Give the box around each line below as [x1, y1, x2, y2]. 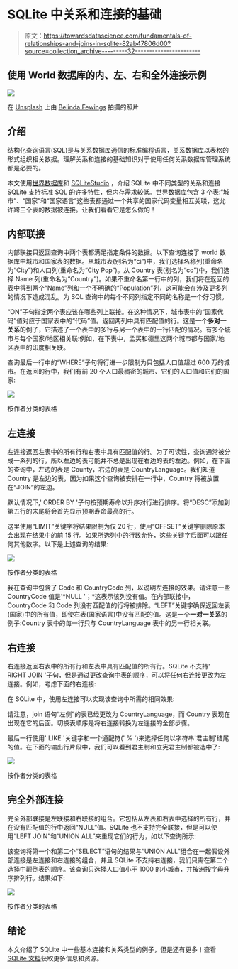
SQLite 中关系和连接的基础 [7, 6, 162, 23]
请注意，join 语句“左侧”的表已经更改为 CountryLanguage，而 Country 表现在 [7, 710, 231, 718]
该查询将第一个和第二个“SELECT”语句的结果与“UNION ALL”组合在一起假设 [7, 847, 225, 855]
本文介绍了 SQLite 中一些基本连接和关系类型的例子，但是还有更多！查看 [7, 945, 217, 953]
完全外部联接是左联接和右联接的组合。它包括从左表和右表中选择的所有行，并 [7, 814, 231, 823]
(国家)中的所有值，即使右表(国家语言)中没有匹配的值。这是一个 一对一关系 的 [7, 610, 228, 619]
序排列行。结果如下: [7, 873, 66, 882]
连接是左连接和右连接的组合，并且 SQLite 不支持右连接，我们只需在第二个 [13, 855, 229, 864]
